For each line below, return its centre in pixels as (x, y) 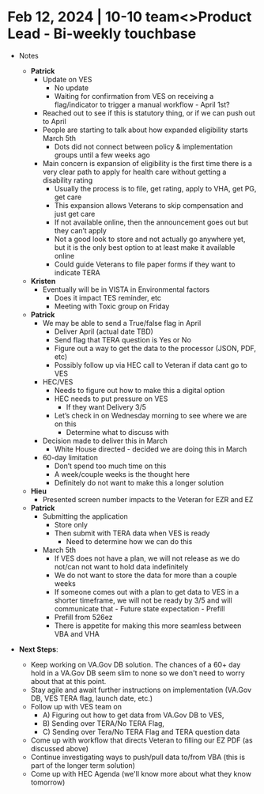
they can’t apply (81, 230)
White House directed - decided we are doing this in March (151, 449)
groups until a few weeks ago (102, 155)
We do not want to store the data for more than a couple (146, 575)
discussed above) (59, 748)
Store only (71, 524)
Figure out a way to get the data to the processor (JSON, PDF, (155, 348)
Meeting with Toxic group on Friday (112, 306)
